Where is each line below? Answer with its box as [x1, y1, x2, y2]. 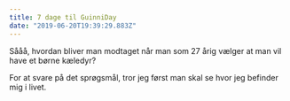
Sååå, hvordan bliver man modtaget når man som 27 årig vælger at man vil [9, 45, 282, 56]
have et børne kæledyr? [9, 55, 97, 66]
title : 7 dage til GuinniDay [9, 12, 117, 22]
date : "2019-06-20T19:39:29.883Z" [9, 21, 137, 30]
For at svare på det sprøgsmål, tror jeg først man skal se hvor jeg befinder [9, 72, 279, 82]
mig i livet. [9, 82, 47, 92]
